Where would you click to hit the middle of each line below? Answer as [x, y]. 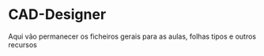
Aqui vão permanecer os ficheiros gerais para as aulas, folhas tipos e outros [132, 36]
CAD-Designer [57, 15]
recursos [23, 44]
